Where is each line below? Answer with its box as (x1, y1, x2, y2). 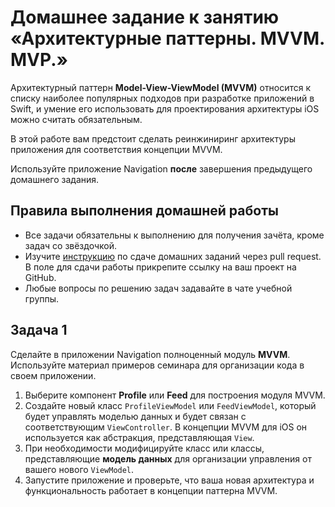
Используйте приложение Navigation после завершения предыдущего (10, 162, 313, 175)
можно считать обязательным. (10, 113, 143, 125)
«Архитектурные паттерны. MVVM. (10, 27, 325, 50)
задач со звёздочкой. (24, 239, 117, 251)
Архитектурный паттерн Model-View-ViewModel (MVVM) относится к (10, 81, 312, 93)
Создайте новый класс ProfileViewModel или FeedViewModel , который (24, 399, 317, 411)
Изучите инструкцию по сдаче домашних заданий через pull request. (24, 250, 322, 262)
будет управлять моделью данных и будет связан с (24, 410, 247, 422)
